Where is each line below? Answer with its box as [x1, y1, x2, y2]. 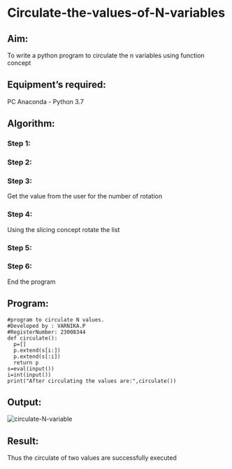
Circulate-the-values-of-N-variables [7, 5, 226, 21]
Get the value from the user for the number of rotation [7, 192, 163, 201]
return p [13, 359, 39, 366]
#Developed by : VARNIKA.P [7, 322, 86, 329]
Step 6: [7, 261, 33, 271]
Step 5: [7, 243, 33, 252]
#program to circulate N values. [7, 316, 105, 323]
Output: [7, 396, 42, 408]
